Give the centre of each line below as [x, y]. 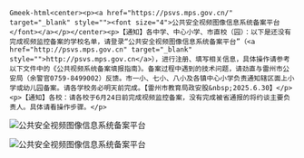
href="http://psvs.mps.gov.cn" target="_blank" [101, 50]
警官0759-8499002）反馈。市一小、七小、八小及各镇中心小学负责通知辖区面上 [162, 79]
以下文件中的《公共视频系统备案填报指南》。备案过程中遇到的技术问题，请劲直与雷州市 [146, 69]
